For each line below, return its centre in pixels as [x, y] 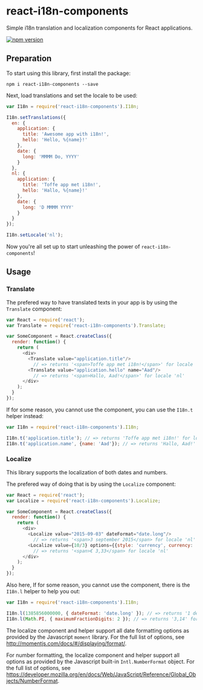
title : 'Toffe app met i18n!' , [62, 185]
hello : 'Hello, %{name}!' [55, 140]
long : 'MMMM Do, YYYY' [51, 156]
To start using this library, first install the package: [69, 73]
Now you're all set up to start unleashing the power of [73, 247]
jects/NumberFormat [32, 680]
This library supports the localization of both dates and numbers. [87, 472]
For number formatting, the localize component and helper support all [93, 655]
